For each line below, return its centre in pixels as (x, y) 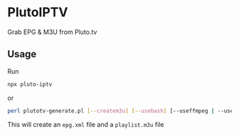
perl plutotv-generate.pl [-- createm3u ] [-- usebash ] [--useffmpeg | (111, 110)
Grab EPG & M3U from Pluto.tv (52, 32)
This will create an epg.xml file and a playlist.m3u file (86, 124)
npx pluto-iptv (30, 84)
